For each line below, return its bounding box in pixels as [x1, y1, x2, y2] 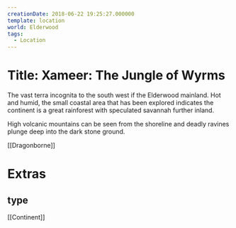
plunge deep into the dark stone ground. [7, 127, 125, 136]
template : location [7, 17, 65, 24]
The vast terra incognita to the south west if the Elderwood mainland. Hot [7, 91, 221, 99]
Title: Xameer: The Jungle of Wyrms [7, 67, 225, 84]
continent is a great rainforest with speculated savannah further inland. [7, 106, 215, 114]
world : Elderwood [7, 23, 59, 31]
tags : [7, 30, 23, 38]
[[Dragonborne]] [7, 141, 55, 150]
